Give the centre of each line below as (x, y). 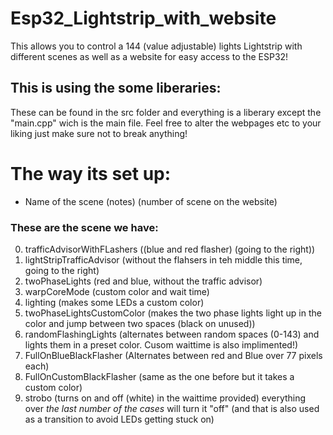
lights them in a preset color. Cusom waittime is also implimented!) (161, 344)
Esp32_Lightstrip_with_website (143, 18)
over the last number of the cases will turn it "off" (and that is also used (172, 408)
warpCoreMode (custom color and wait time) (117, 291)
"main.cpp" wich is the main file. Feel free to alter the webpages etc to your (166, 123)
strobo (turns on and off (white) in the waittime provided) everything (165, 398)
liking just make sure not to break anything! (99, 133)
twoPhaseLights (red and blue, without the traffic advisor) (143, 281)
